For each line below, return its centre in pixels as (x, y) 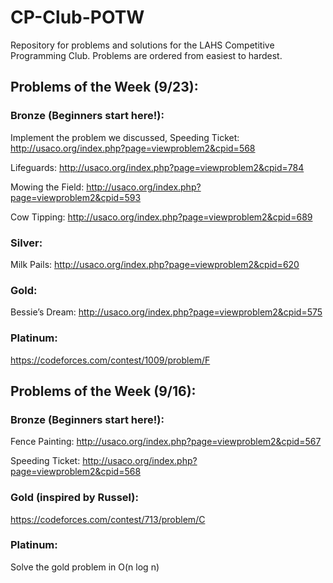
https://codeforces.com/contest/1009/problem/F (110, 360)
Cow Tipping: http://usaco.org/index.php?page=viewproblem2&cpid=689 (161, 217)
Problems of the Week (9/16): (103, 391)
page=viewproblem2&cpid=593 (76, 197)
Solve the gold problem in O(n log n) (85, 567)
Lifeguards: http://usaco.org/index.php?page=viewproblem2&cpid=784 (157, 167)
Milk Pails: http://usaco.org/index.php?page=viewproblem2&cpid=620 (155, 264)
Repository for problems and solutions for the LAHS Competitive (142, 45)
